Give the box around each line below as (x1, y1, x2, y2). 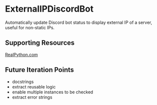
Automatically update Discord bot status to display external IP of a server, (5, 19, 152, 25)
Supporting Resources (5, 39, 75, 47)
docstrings (12, 79, 34, 85)
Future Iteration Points (5, 66, 74, 74)
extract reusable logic (12, 84, 56, 89)
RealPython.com (5, 52, 38, 57)
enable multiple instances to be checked (12, 89, 93, 95)
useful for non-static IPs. (5, 24, 55, 30)
